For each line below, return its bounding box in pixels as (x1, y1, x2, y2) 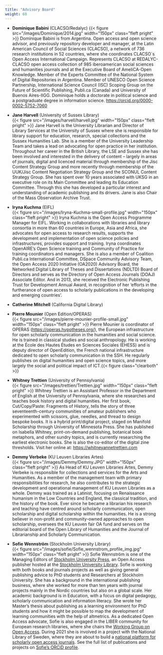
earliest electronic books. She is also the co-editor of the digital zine (12, 439, 149, 445)
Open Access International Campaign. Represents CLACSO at (12, 56, 136, 62)
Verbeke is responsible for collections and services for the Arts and (12, 469, 147, 475)
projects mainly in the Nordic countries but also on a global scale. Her (12, 587, 152, 593)
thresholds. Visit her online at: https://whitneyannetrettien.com (12, 444, 138, 450)
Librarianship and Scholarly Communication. (12, 531, 101, 537)
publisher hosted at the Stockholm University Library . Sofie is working (12, 562, 152, 567)
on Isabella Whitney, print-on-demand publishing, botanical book (12, 429, 143, 435)
